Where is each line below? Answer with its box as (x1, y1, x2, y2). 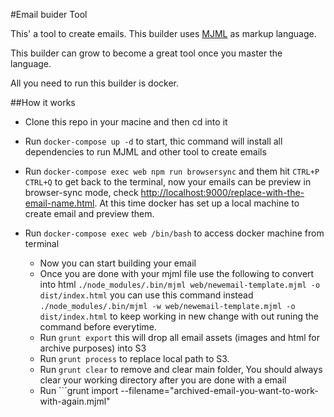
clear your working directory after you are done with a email (39, 374, 287, 386)
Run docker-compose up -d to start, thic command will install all (24, 135, 283, 147)
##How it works (10, 97, 76, 108)
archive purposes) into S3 (39, 342, 147, 354)
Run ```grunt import (39, 385, 119, 396)
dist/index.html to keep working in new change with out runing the (39, 310, 319, 322)
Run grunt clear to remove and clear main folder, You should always (39, 364, 323, 375)
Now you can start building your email (39, 257, 197, 269)
